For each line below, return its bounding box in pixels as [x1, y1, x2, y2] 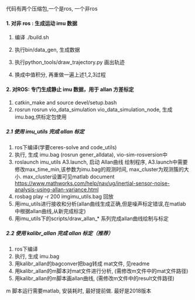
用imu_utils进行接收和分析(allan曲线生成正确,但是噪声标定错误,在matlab [14, 200, 186, 207]
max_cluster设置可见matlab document [22, 173, 115, 180]
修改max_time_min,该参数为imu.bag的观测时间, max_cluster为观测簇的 [14, 166, 184, 173]
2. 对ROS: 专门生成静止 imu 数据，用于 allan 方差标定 [6, 86, 134, 93]
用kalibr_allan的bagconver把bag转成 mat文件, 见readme [14, 260, 150, 267]
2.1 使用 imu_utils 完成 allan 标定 [6, 128, 85, 135]
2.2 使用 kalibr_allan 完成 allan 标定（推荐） [6, 230, 114, 237]
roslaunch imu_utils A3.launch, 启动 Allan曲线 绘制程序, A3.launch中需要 [14, 159, 189, 166]
